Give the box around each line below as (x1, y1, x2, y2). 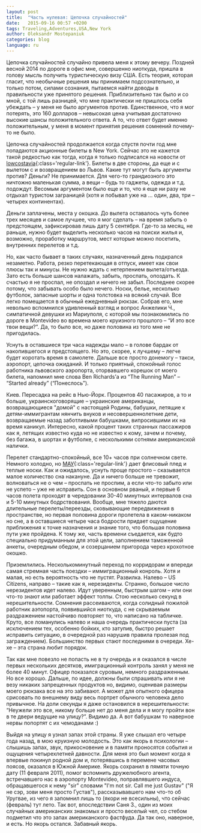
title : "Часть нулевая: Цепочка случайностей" (6, 14, 128, 20)
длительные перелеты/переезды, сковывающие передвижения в (6, 505, 175, 512)
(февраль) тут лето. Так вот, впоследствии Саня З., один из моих (6, 801, 173, 808)
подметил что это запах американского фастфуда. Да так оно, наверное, (6, 814, 194, 821)
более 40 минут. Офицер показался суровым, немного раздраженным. (6, 668, 190, 675)
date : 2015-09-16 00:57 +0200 (6, 20, 87, 26)
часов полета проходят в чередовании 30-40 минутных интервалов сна (6, 492, 192, 499)
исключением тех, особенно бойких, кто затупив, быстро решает (6, 625, 175, 632)
